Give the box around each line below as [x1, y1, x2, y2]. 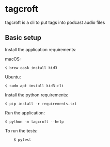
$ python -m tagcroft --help [5, 119, 64, 124]
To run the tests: [5, 128, 38, 133]
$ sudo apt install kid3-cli [5, 83, 64, 88]
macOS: [5, 56, 21, 62]
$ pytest [14, 137, 31, 142]
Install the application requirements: [5, 46, 77, 52]
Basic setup [5, 34, 42, 42]
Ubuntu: [5, 74, 21, 80]
